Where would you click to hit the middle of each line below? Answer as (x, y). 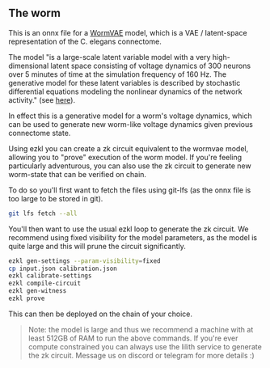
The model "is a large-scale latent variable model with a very (110, 57)
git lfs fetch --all (43, 214)
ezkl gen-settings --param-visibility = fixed (84, 261)
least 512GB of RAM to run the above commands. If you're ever (133, 338)
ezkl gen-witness (38, 291)
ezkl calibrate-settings (50, 276)
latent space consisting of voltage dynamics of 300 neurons (151, 66)
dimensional (29, 66)
